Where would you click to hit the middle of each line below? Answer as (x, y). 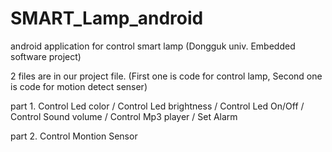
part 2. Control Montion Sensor (74, 136)
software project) (46, 56)
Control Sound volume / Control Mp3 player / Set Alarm (124, 116)
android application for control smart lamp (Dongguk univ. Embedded (153, 46)
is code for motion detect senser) (79, 86)
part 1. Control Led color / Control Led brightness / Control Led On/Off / (157, 106)
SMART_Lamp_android (107, 18)
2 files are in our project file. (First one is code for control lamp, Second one (166, 76)
